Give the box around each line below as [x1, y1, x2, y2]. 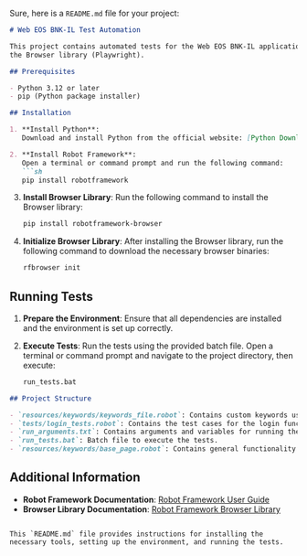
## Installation [9, 109, 71, 118]
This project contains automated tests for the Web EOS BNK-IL [9, 41, 256, 51]
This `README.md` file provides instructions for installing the [9, 529, 263, 539]
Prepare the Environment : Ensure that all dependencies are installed [22, 313, 281, 324]
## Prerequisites [9, 67, 76, 76]
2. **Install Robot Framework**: [9, 150, 137, 159]
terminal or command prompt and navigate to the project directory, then [22, 349, 294, 360]
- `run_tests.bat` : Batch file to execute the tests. [9, 436, 219, 445]
